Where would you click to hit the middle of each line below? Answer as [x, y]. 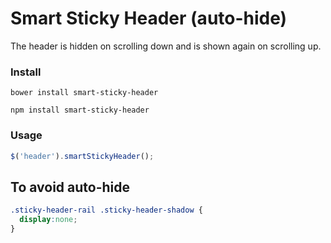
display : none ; [48, 220]
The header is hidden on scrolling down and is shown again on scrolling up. [166, 46]
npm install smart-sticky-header [80, 110]
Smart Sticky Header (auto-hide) [149, 18]
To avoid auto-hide [70, 187]
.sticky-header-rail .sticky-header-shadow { [106, 210]
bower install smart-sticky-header [84, 93]
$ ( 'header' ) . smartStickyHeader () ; [82, 156]
